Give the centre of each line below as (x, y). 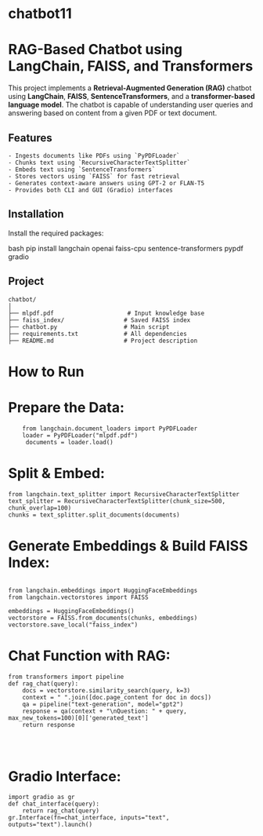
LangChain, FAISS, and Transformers (131, 66)
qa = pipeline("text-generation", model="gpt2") (103, 704)
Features (30, 138)
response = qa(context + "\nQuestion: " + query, (105, 711)
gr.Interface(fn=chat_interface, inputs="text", (89, 818)
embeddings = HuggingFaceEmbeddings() (71, 611)
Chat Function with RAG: (89, 655)
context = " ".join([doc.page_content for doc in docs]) (117, 697)
